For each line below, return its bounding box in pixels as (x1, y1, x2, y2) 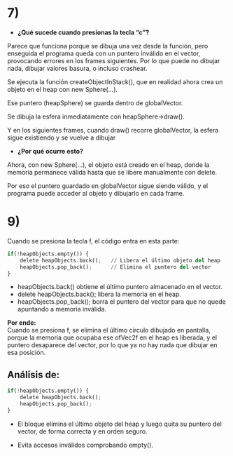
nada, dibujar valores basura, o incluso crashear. (7, 64, 148, 72)
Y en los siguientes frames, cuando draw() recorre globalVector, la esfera (7, 126, 219, 134)
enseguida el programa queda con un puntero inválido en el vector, (7, 49, 201, 58)
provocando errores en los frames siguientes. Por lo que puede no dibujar (7, 56, 220, 65)
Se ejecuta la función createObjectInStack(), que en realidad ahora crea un (7, 77, 223, 86)
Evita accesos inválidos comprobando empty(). (17, 441, 154, 449)
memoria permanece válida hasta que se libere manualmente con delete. (7, 168, 218, 176)
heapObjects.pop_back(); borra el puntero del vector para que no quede (17, 297, 226, 306)
